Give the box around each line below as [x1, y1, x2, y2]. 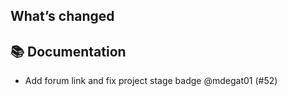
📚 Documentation [10, 43, 127, 60]
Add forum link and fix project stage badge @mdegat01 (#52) [24, 75, 278, 87]
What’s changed [10, 8, 115, 25]
